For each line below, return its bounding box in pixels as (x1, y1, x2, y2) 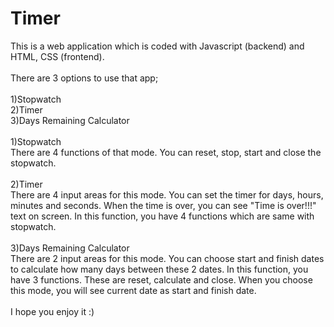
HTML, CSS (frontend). (10, 50, 105, 62)
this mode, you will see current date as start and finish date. (10, 284, 257, 296)
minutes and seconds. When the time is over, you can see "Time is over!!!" (10, 199, 317, 211)
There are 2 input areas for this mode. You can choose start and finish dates (10, 252, 325, 264)
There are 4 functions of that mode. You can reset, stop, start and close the (10, 146, 322, 158)
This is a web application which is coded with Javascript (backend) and (10, 40, 305, 52)
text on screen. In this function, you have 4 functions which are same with (10, 210, 315, 222)
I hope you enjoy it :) (10, 305, 95, 317)
